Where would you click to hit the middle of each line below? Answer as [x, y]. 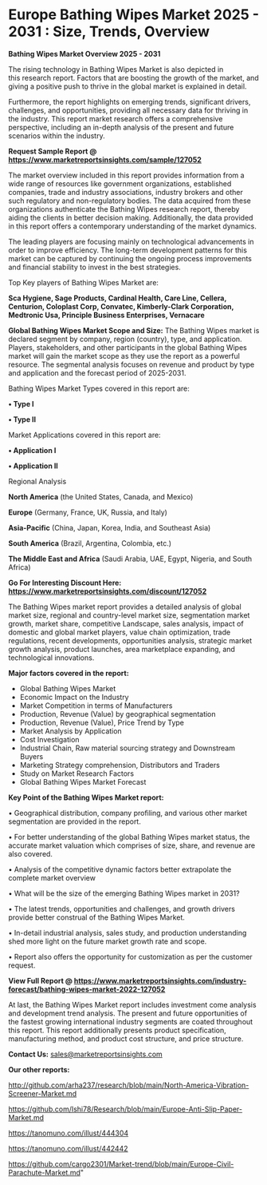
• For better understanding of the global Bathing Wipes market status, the [129, 837]
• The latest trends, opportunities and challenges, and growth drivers [122, 909]
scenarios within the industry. [57, 135]
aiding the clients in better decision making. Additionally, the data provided [131, 217]
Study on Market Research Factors [77, 773]
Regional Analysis [37, 481]
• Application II [33, 466]
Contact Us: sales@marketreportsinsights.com [86, 1054]
